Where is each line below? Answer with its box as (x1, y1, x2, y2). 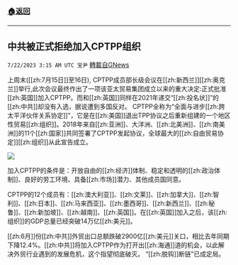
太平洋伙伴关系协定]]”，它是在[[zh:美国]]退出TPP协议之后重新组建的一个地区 (7, 112, 231, 120)
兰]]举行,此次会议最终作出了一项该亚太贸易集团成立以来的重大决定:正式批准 (7, 85, 227, 93)
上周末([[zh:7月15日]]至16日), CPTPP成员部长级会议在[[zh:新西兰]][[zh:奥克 (7, 76, 225, 85)
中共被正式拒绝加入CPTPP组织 (7, 40, 142, 53)
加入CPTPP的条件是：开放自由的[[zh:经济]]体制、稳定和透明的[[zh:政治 (7, 166, 215, 175)
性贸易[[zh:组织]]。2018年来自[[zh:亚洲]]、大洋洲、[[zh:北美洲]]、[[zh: (7, 120, 213, 129)
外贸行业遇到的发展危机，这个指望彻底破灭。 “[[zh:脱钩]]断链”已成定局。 (13, 250, 225, 259)
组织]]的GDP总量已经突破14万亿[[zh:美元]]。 (7, 217, 137, 225)
